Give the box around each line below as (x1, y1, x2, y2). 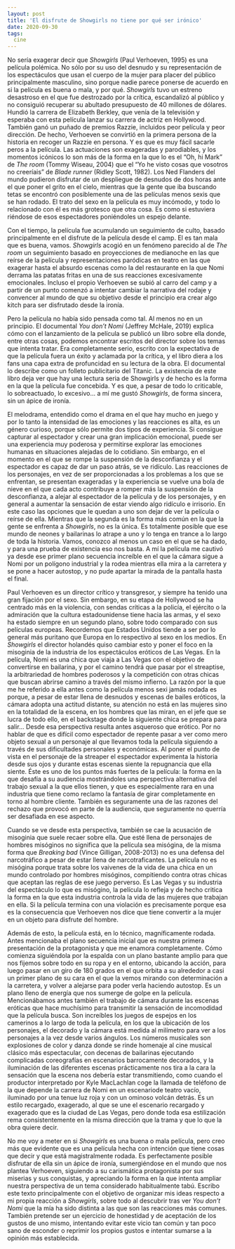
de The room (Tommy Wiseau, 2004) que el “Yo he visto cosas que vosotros (7, 160, 229, 169)
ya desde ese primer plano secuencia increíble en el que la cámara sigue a (7, 552, 224, 561)
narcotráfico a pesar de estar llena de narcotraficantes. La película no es (7, 855, 217, 865)
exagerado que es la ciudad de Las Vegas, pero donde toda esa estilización (7, 1108, 226, 1117)
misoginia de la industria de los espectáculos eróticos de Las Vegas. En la (7, 648, 221, 656)
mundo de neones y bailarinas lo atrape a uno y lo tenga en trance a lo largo (7, 530, 227, 538)
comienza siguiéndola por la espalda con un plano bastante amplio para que (7, 952, 228, 960)
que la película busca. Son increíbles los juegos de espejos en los (7, 1011, 197, 1020)
